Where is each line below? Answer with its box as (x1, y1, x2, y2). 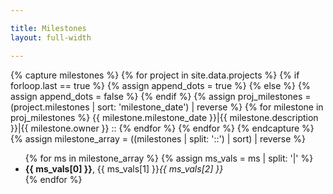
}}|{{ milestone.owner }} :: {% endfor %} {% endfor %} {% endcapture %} (10, 122, 315, 134)
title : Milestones (10, 23, 87, 33)
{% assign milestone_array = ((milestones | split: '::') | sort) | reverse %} (10, 132, 307, 145)
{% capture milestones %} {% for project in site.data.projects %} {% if (10, 69, 300, 81)
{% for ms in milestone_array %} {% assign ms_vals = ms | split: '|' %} (24, 152, 314, 164)
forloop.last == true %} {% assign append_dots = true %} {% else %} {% (10, 79, 311, 91)
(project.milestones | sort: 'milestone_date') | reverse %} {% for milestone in (10, 101, 324, 113)
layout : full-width (10, 32, 92, 43)
